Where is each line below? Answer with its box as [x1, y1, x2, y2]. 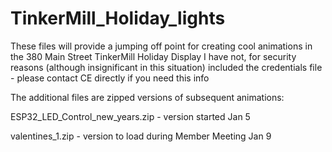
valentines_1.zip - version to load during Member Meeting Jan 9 [10, 130, 272, 142]
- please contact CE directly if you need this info [10, 72, 210, 84]
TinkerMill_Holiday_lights [10, 7, 226, 30]
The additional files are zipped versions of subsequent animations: [10, 91, 285, 103]
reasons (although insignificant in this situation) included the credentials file [10, 61, 323, 73]
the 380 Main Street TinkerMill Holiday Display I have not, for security [10, 50, 297, 62]
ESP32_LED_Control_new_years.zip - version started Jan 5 [10, 110, 251, 122]
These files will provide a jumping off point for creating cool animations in [10, 40, 313, 52]
